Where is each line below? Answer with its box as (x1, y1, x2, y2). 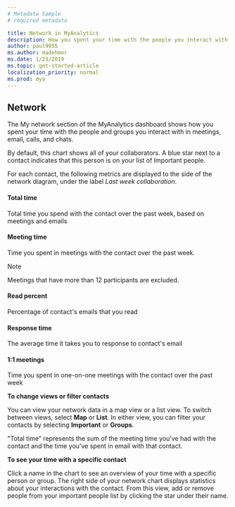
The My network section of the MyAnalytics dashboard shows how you (7, 120, 214, 129)
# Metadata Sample (7, 10, 61, 18)
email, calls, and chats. (7, 135, 74, 144)
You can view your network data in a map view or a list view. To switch (7, 406, 212, 414)
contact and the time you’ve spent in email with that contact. (7, 442, 183, 451)
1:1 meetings (7, 355, 44, 363)
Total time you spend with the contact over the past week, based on (7, 209, 204, 218)
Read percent (7, 292, 48, 300)
